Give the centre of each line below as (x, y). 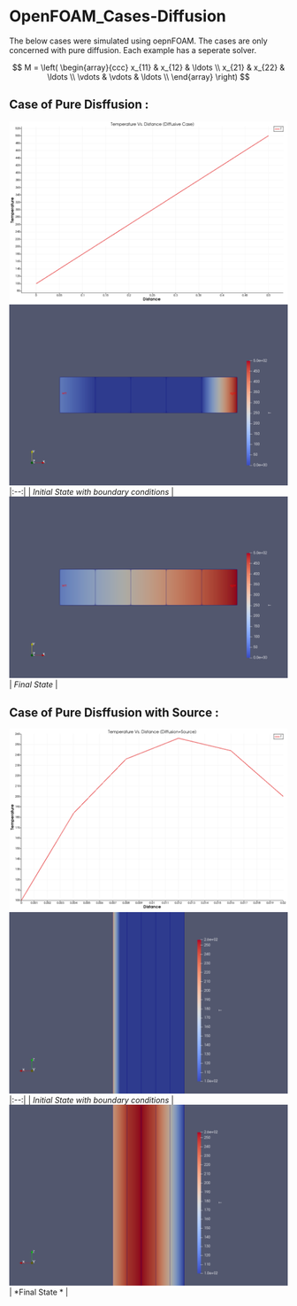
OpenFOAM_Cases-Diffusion (118, 16)
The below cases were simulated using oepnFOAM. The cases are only (138, 41)
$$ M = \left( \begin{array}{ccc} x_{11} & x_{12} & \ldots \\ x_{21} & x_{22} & (148, 67)
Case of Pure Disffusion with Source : (114, 712)
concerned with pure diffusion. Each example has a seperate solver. (133, 50)
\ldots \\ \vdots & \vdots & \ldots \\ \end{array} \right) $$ (148, 76)
